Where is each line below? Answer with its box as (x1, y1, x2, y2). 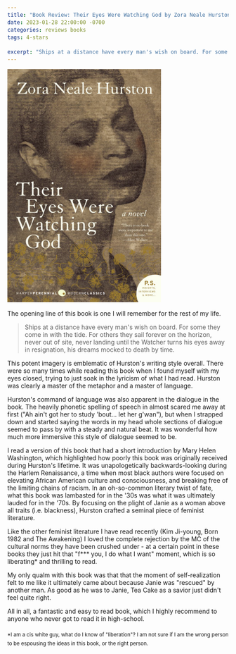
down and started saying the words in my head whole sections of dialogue (7, 417, 223, 426)
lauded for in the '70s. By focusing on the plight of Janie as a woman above (7, 498, 226, 507)
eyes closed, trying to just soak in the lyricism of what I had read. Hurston (7, 374, 221, 382)
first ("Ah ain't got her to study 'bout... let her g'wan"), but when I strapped (7, 409, 223, 419)
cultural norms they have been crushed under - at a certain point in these (7, 542, 220, 550)
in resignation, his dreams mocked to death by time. (24, 345, 175, 354)
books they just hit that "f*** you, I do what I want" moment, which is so (7, 550, 216, 558)
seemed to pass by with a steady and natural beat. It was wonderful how (7, 425, 218, 433)
